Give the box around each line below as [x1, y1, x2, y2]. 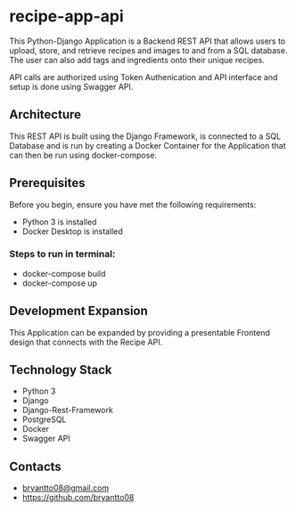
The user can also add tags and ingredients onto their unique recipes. [9, 54, 265, 65]
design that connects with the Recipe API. [9, 337, 163, 347]
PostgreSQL [21, 414, 67, 425]
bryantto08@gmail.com [21, 483, 110, 493]
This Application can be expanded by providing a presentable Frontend [9, 327, 270, 337]
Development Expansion [9, 304, 149, 319]
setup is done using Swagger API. [9, 81, 134, 92]
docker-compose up [21, 278, 98, 288]
